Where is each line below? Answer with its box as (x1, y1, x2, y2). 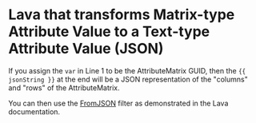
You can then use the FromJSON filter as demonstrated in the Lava (8, 98, 229, 108)
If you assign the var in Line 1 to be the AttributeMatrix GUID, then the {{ (8, 65, 246, 75)
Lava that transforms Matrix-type (8, 6, 235, 24)
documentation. (8, 106, 61, 117)
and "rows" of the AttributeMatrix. (8, 82, 120, 93)
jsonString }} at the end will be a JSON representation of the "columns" (8, 74, 248, 84)
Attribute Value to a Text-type (8, 22, 210, 41)
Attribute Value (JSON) (8, 40, 164, 58)
